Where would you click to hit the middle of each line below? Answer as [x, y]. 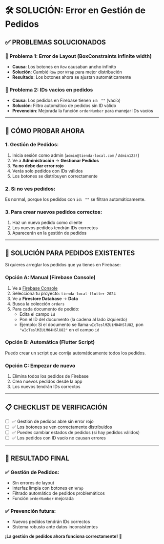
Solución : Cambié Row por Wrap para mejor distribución [67, 72]
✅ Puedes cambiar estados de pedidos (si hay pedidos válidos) [76, 433]
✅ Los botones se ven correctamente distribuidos [62, 427]
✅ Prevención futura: [31, 511]
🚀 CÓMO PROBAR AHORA [45, 131]
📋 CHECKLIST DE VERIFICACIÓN [56, 407]
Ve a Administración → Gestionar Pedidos [55, 160]
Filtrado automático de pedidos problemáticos [58, 493]
